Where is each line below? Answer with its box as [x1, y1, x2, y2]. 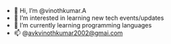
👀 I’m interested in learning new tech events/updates [13, 14, 164, 22]
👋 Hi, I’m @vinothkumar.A [13, 7, 87, 14]
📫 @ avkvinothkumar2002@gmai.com [13, 29, 123, 37]
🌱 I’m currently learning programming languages [13, 21, 152, 29]
